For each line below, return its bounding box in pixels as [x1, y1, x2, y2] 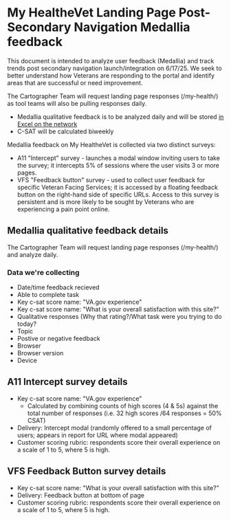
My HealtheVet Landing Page [7, 5, 177, 21]
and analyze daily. [7, 250, 58, 258]
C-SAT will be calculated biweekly [16, 127, 114, 135]
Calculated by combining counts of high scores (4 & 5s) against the [27, 401, 219, 410]
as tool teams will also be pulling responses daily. [7, 99, 147, 107]
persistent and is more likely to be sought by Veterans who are [16, 197, 195, 206]
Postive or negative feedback [16, 335, 101, 343]
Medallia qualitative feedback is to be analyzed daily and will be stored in [16, 112, 224, 121]
